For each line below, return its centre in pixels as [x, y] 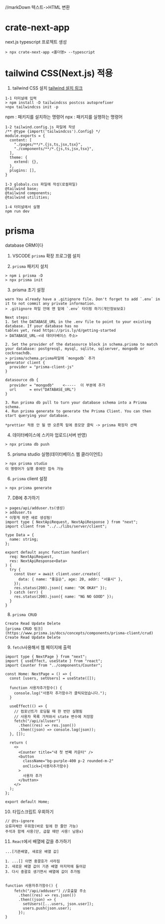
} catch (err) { [26, 592]
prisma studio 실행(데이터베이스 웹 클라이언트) [57, 454]
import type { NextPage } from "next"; [46, 657]
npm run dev [17, 211]
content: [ [21, 140]
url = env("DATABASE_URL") [43, 389]
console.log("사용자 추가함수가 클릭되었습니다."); [61, 693]
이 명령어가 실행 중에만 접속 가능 [34, 469]
